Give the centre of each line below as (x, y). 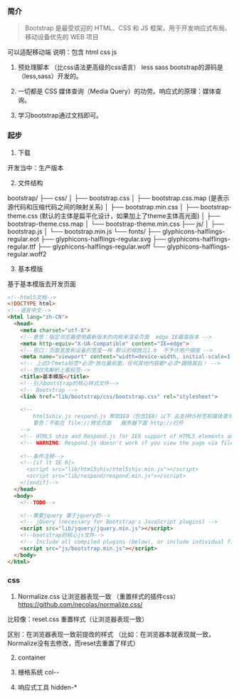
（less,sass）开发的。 (50, 76)
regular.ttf (22, 246)
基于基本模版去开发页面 (42, 283)
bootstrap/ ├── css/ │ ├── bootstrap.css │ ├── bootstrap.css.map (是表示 (118, 198)
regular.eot (23, 239)
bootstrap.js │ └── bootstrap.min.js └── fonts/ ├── (84, 231)
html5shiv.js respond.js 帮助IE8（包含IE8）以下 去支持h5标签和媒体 (128, 417)
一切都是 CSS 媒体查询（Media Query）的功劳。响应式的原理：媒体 (116, 91)
